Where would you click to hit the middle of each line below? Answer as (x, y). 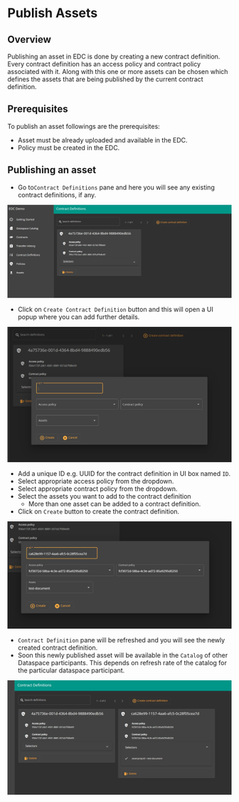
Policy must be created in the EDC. (69, 147)
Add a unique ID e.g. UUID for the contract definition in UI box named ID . (124, 473)
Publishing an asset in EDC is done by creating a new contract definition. (114, 56)
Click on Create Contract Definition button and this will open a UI (115, 309)
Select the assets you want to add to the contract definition (104, 496)
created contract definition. (58, 647)
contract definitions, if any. (57, 194)
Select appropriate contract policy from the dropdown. (97, 489)
